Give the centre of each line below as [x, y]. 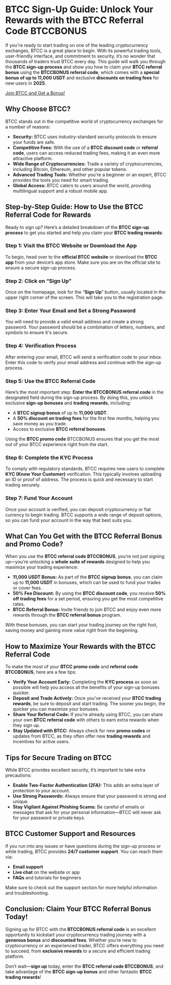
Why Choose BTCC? [38, 109]
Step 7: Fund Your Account [39, 498]
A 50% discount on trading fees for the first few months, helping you [86, 418]
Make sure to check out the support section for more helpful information [81, 887]
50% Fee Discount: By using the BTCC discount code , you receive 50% [89, 593]
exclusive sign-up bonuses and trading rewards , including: [68, 403]
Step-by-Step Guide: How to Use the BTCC [74, 207]
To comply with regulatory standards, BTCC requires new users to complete [85, 469]
